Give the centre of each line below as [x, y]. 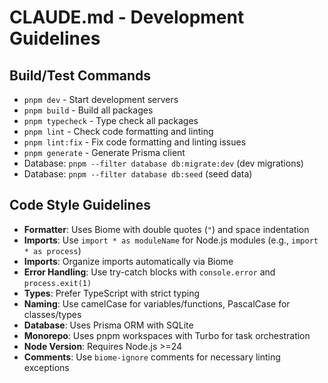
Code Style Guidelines [80, 205]
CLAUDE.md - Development [127, 17]
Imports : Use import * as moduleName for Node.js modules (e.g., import [171, 240]
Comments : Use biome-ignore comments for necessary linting [152, 357]
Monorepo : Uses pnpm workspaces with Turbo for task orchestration [167, 335]
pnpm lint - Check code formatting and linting [118, 131]
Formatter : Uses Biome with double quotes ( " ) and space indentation [166, 229]
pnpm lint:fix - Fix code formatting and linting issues [135, 142]
